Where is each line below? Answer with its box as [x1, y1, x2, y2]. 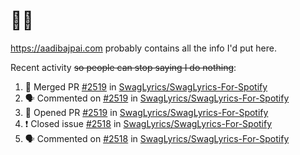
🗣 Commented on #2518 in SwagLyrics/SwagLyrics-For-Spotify [24, 132, 290, 144]
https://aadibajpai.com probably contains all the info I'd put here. [10, 42, 277, 54]
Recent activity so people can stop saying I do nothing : [10, 61, 237, 73]
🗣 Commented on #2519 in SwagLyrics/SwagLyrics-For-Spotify [24, 92, 290, 104]
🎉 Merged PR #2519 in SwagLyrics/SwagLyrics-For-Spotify [24, 80, 268, 93]
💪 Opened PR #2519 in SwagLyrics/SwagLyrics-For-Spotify [24, 106, 269, 118]
